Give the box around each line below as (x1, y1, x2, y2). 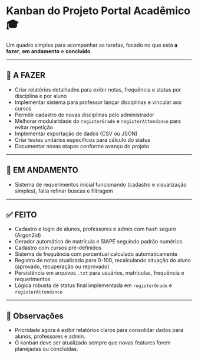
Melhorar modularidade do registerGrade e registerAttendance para (14, 117, 181, 125)
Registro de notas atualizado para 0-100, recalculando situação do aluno (14, 257, 192, 264)
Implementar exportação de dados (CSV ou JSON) (14, 130, 138, 137)
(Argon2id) (14, 232, 41, 239)
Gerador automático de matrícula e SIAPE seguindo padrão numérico (14, 238, 183, 245)
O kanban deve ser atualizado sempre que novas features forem (14, 339, 171, 346)
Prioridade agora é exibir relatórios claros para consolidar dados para (14, 327, 184, 334)
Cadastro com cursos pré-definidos (14, 244, 102, 252)
